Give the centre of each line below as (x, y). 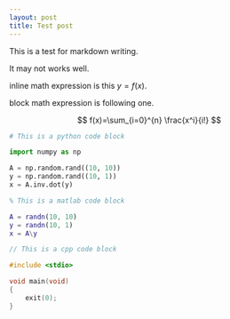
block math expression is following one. (82, 102)
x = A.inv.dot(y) (41, 185)
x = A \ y (24, 233)
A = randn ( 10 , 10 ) (43, 217)
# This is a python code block (67, 136)
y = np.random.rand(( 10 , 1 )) (63, 177)
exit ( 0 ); (41, 298)
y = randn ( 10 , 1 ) (41, 225)
